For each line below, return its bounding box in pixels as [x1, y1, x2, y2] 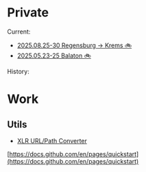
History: [7, 67, 29, 75]
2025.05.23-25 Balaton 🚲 [16, 51, 91, 60]
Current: [7, 27, 31, 36]
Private [7, 5, 49, 21]
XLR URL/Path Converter [16, 136, 88, 145]
